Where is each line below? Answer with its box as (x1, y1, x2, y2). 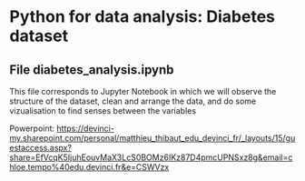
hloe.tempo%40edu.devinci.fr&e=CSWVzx (9, 162, 170, 172)
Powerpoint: (9, 123, 55, 134)
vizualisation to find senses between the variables (9, 106, 197, 116)
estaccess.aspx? (9, 143, 73, 153)
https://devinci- (56, 123, 115, 134)
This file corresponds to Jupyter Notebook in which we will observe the (9, 86, 277, 96)
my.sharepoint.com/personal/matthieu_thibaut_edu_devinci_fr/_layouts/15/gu (9, 133, 296, 143)
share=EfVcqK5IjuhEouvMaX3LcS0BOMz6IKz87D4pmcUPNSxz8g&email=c (9, 152, 293, 163)
